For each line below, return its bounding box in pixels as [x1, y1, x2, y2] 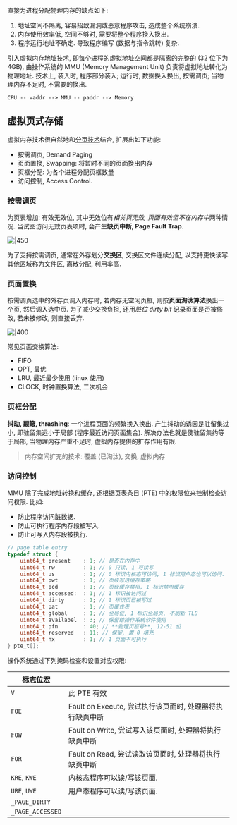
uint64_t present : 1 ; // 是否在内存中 [20, 557, 140, 564]
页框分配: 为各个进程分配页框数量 [17, 168, 114, 176]
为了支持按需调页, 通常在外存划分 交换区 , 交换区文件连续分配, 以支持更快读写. [7, 251, 230, 259]
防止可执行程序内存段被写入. [17, 521, 100, 530]
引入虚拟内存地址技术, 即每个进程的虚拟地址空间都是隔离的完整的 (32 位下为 [7, 54, 229, 62]
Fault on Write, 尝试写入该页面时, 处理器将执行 [68, 726, 221, 735]
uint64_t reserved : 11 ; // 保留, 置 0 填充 [20, 630, 154, 637]
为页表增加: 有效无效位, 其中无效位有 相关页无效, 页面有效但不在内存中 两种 [7, 214, 222, 222]
